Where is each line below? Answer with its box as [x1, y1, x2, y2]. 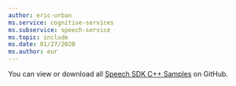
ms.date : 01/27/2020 [8, 41, 76, 48]
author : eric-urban [8, 11, 72, 20]
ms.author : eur [8, 48, 58, 56]
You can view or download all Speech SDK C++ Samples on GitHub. [8, 70, 228, 78]
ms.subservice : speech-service [8, 26, 111, 34]
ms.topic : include [8, 33, 68, 41]
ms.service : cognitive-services [8, 19, 114, 27]
